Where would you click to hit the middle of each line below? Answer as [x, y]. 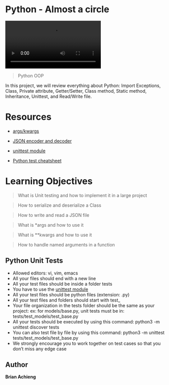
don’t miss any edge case [40, 349]
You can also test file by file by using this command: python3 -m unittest [89, 333]
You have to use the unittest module [50, 289]
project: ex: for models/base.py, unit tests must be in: [68, 311]
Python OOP [31, 75]
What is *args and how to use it [51, 225]
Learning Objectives [49, 181]
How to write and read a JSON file [53, 215]
